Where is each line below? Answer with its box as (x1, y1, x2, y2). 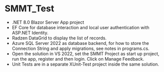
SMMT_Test (4, 3, 54, 14)
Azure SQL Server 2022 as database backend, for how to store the (11, 40, 149, 46)
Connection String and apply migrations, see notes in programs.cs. (11, 45, 150, 51)
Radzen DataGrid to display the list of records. (11, 35, 107, 41)
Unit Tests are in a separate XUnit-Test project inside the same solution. (11, 61, 160, 67)
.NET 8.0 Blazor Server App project (11, 19, 84, 25)
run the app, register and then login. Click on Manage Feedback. (11, 56, 145, 62)
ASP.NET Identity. (11, 30, 48, 36)
